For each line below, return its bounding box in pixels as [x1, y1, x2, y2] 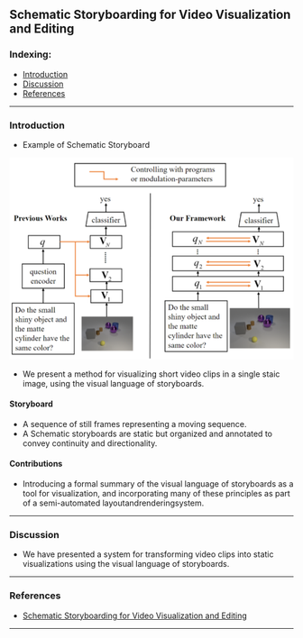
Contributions [9, 459, 63, 469]
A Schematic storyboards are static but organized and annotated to [22, 428, 273, 439]
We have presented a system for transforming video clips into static [22, 549, 274, 560]
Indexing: [9, 49, 52, 61]
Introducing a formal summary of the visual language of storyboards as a [22, 478, 294, 489]
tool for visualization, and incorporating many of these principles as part [22, 488, 290, 499]
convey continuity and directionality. [22, 437, 158, 449]
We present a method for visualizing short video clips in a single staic [22, 369, 280, 379]
